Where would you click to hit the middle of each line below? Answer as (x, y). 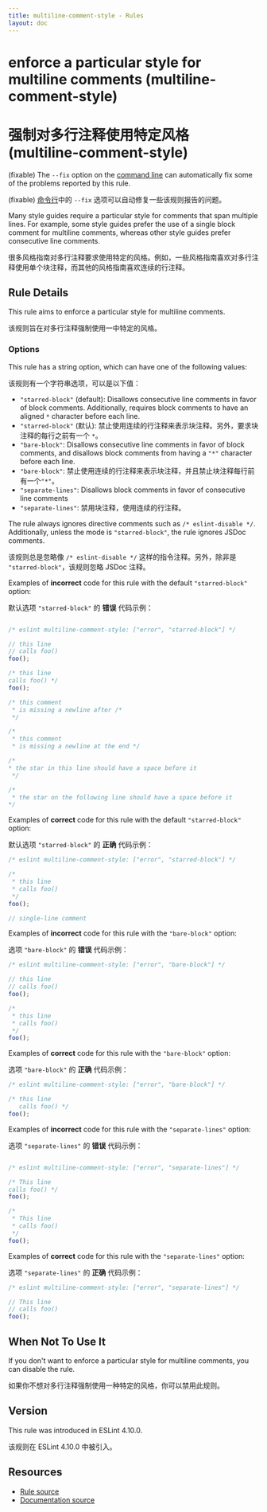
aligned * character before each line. (80, 416)
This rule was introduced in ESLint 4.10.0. (75, 1430)
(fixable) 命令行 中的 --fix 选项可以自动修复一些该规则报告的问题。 (117, 199)
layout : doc (28, 23)
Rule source (39, 1491)
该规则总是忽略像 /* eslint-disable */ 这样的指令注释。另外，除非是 (122, 557)
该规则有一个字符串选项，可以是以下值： (74, 383)
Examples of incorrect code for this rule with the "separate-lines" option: (130, 1129)
